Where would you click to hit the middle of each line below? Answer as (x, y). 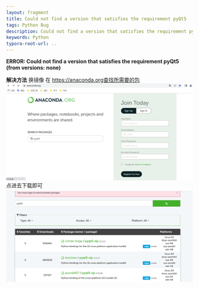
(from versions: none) (33, 68)
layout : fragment (28, 12)
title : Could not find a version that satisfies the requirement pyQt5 (96, 19)
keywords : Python (28, 38)
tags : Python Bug (28, 25)
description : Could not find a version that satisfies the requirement (96, 31)
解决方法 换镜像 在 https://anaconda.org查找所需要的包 (73, 80)
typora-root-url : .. (32, 44)
